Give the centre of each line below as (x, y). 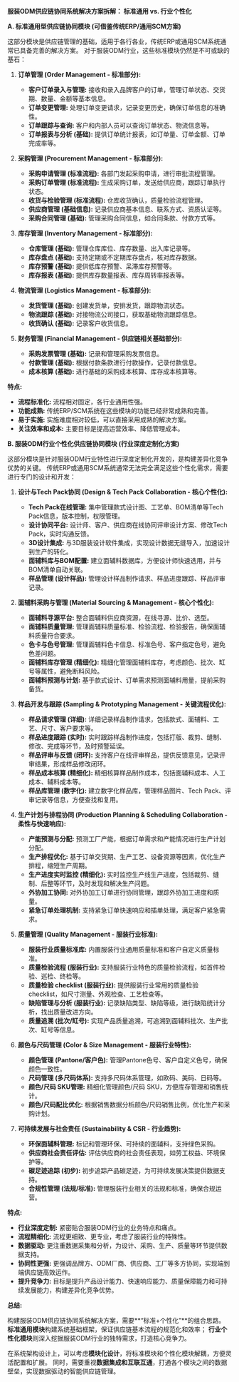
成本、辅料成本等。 (57, 782)
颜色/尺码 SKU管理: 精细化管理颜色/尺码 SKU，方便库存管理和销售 (125, 1087)
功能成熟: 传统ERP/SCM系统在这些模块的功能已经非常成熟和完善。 (115, 411)
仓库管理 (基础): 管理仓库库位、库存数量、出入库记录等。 (111, 248)
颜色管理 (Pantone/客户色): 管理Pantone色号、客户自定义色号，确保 (128, 1060)
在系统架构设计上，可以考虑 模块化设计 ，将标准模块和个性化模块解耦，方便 (116, 1353)
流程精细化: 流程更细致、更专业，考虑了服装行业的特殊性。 (104, 1236)
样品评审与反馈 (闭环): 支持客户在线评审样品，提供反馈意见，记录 (124, 755)
